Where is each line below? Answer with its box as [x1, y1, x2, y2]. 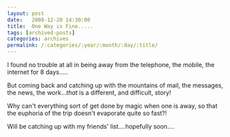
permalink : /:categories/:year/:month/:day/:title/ [7, 42, 158, 49]
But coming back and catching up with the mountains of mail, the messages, [7, 82, 224, 89]
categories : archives [7, 36, 69, 42]
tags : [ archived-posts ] [7, 29, 76, 36]
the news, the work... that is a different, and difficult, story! [7, 88, 172, 97]
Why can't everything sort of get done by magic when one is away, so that [7, 102, 218, 110]
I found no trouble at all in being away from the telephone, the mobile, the [7, 61, 215, 68]
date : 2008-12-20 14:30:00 [7, 16, 91, 23]
